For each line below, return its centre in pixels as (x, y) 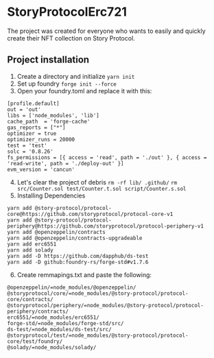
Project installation (48, 60)
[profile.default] (33, 104)
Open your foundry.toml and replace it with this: (84, 91)
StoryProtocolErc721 (67, 12)
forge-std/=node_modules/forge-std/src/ (66, 323)
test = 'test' (27, 145)
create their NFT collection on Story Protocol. (71, 38)
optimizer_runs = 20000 (41, 139)
